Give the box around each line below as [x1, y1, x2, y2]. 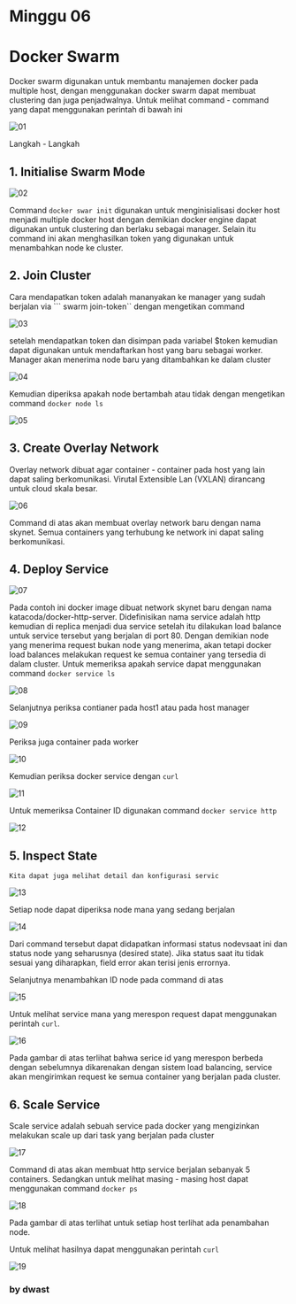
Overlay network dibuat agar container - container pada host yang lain [9, 464, 266, 475]
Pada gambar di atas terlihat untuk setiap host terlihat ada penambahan [9, 1217, 269, 1228]
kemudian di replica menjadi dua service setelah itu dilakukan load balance [9, 621, 282, 632]
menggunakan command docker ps [9, 1184, 139, 1193]
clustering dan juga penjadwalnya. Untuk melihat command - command [9, 95, 269, 105]
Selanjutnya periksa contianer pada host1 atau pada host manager [9, 702, 250, 714]
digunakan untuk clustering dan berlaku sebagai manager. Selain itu [9, 223, 256, 234]
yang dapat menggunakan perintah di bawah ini [9, 104, 183, 115]
